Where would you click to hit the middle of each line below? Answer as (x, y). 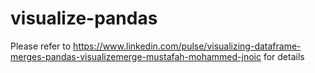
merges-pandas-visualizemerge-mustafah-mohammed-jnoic (136, 56)
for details (284, 56)
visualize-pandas (84, 18)
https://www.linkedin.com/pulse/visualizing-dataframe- (187, 46)
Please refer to (41, 46)
